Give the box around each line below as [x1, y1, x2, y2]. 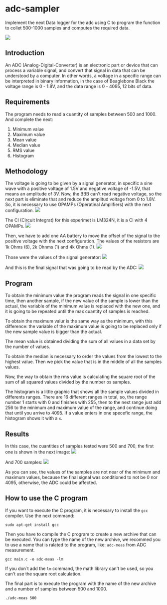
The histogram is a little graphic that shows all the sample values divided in [5, 388, 159, 395]
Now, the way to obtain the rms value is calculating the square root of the [5, 373, 156, 380]
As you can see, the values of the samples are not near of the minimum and [5, 469, 161, 475]
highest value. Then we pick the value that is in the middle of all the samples [5, 358, 162, 365]
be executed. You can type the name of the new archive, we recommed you [5, 536, 161, 542]
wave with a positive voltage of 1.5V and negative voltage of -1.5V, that [5, 185, 151, 191]
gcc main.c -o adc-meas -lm [5, 556, 64, 561]
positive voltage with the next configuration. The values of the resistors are [5, 238, 160, 244]
